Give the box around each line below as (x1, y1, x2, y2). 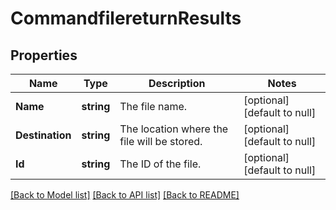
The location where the (119, 122, 229, 136)
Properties (10, 47, 78, 64)
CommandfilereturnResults (10, 7, 242, 30)
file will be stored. (119, 135, 203, 148)
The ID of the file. (119, 157, 202, 171)
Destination (15, 128, 72, 142)
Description (148, 77, 206, 90)
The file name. (119, 100, 188, 113)
